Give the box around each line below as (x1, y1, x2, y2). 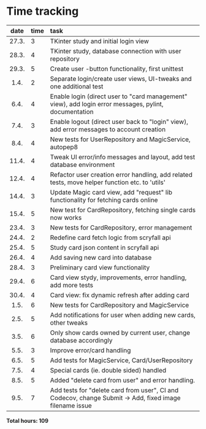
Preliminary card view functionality (50, 263, 150, 271)
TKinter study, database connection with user (50, 47, 181, 55)
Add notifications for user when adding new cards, (50, 311, 196, 319)
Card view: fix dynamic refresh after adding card (50, 290, 189, 299)
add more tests (50, 280, 94, 289)
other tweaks (50, 318, 88, 327)
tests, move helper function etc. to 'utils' (50, 178, 166, 187)
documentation (50, 107, 94, 116)
